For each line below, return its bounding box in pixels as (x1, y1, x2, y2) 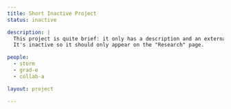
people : (7, 54, 30, 61)
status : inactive (7, 16, 57, 23)
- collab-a (13, 73, 45, 80)
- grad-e (13, 66, 38, 73)
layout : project (7, 85, 54, 93)
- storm (13, 60, 36, 67)
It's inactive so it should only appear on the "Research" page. (13, 42, 205, 49)
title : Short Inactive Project (7, 10, 97, 17)
